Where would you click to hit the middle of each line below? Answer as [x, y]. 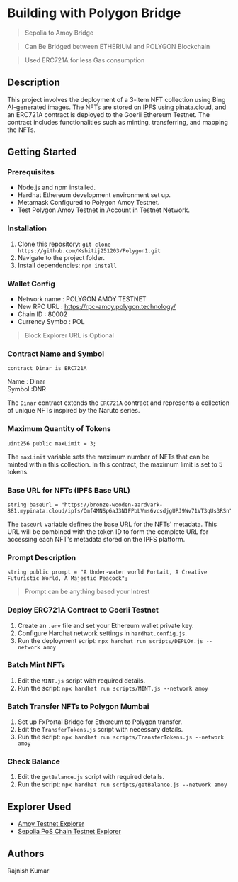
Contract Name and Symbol [56, 354]
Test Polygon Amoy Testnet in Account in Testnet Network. [103, 210]
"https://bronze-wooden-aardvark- [112, 505]
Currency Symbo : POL [51, 322]
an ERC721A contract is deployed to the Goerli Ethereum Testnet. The [109, 114]
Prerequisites [31, 172]
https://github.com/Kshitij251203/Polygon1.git [89, 251]
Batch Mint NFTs [36, 665]
